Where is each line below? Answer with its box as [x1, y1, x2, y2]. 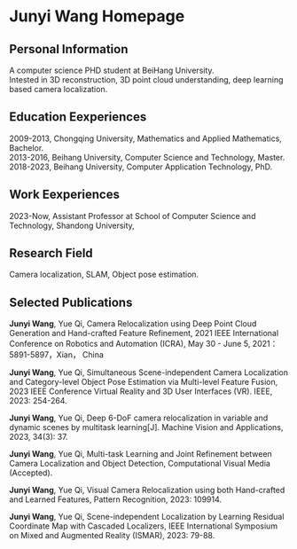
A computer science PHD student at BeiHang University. [9, 65, 215, 75]
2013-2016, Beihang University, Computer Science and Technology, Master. [9, 152, 285, 162]
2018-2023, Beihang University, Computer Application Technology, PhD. [9, 161, 273, 172]
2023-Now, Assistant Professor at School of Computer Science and [9, 210, 256, 221]
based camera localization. [9, 84, 108, 94]
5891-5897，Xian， [9, 349, 82, 360]
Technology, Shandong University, [9, 220, 135, 231]
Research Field [9, 246, 93, 261]
